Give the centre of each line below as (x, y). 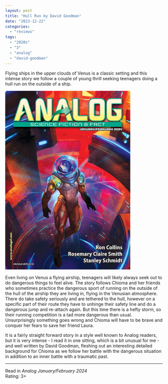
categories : (17, 27)
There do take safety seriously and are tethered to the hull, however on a (80, 299)
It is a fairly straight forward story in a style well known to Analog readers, (81, 335)
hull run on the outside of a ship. (38, 84)
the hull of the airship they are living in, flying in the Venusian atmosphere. (81, 293)
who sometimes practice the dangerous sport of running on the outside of (81, 288)
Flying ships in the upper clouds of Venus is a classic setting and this (76, 73)
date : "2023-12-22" (25, 21)
